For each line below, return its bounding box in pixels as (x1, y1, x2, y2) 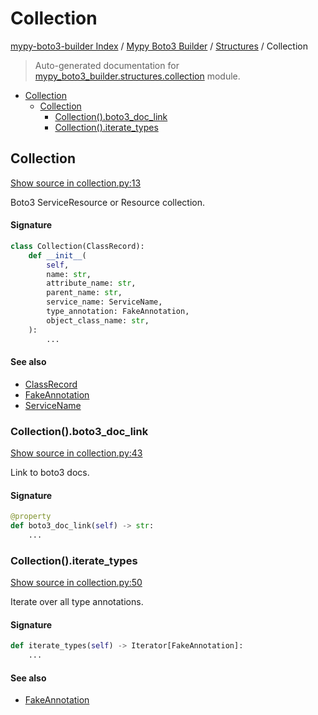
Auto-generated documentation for (34, 59, 180, 71)
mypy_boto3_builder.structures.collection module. (34, 70, 241, 82)
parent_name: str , (46, 288, 123, 298)
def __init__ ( (28, 250, 87, 261)
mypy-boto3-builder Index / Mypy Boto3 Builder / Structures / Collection (10, 40, 308, 52)
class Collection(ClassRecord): (10, 241, 145, 251)
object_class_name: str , (46, 315, 150, 326)
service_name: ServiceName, (46, 297, 163, 307)
